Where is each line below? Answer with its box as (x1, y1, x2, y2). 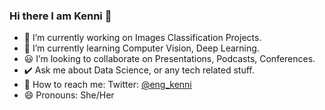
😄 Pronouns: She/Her (23, 89, 115, 101)
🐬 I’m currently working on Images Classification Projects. (23, 32, 262, 44)
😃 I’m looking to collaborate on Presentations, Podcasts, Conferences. (23, 53, 316, 65)
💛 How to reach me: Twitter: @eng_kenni (23, 79, 192, 91)
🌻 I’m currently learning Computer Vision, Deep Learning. (23, 42, 260, 54)
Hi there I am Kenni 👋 (9, 9, 112, 23)
